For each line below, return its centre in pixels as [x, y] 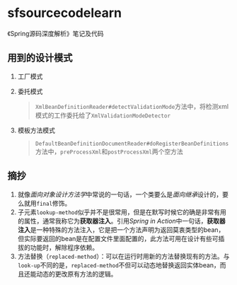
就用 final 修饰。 [47, 203]
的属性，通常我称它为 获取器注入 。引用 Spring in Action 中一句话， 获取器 [121, 221]
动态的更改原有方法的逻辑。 [77, 274]
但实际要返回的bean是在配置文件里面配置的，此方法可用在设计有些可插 [121, 238]
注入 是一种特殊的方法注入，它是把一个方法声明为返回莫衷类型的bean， [121, 229]
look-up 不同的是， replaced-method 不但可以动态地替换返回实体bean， [119, 265]
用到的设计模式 [40, 58]
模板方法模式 [36, 130]
